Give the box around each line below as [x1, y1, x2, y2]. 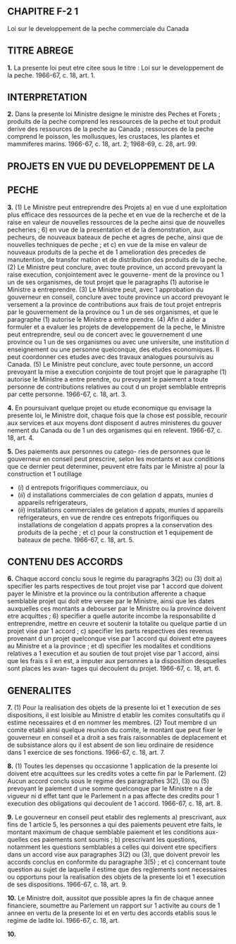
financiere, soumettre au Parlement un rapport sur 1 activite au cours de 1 [7, 901, 221, 910]
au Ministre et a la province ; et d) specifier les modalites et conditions [7, 642, 211, 650]
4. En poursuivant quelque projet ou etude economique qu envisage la [7, 403, 212, 412]
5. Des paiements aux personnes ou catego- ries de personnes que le [7, 447, 211, 455]
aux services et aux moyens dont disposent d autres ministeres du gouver [7, 418, 222, 427]
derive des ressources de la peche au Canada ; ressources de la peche [7, 125, 214, 133]
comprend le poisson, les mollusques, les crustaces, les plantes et [7, 132, 200, 141]
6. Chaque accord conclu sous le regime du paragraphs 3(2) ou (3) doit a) [7, 574, 223, 583]
